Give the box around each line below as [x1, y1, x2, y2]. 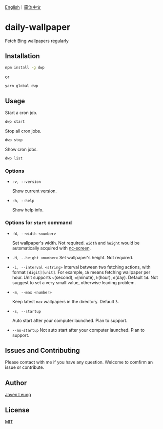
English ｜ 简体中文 [5, 4, 41, 10]
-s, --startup [12, 309, 41, 314]
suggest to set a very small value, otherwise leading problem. [12, 279, 136, 285]
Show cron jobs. [5, 146, 38, 153]
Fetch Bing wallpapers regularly [5, 38, 69, 44]
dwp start [5, 119, 25, 124]
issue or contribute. [5, 364, 44, 370]
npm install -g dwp [5, 65, 45, 70]
